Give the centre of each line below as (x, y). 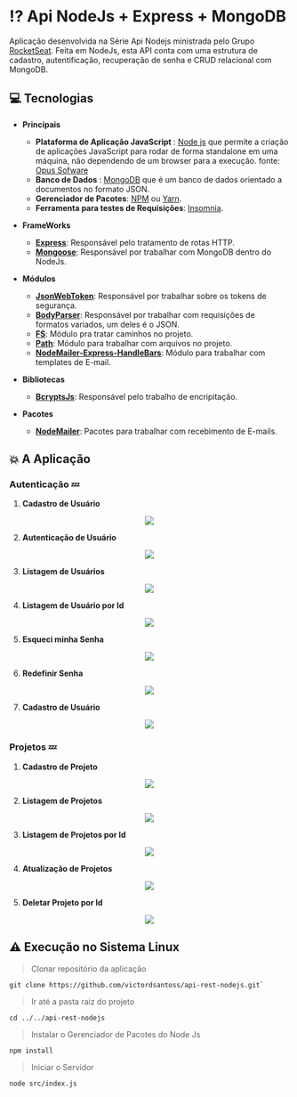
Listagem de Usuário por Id (73, 605)
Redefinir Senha (52, 673)
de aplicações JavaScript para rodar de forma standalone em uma (157, 151)
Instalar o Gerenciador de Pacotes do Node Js (116, 1034)
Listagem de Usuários (63, 572)
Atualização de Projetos (67, 868)
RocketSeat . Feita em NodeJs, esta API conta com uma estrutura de (133, 50)
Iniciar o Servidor (63, 1067)
